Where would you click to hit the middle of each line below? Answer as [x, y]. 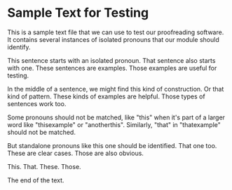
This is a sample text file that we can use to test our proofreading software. [116, 32]
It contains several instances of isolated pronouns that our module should [113, 39]
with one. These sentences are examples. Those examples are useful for [112, 68]
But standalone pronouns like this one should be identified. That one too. [112, 145]
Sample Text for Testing [78, 13]
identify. [19, 47]
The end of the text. [36, 180]
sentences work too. [37, 103]
